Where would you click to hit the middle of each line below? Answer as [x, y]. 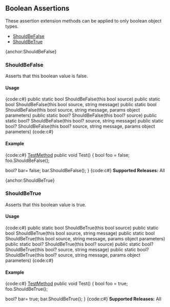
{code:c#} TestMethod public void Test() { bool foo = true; [67, 283]
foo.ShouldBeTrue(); [27, 289]
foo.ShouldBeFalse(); [27, 160]
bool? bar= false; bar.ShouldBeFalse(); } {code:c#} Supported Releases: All [85, 170]
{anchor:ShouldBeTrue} [30, 180]
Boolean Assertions [37, 8]
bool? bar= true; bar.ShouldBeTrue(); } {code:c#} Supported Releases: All [83, 299]
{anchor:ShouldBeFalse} [31, 51]
